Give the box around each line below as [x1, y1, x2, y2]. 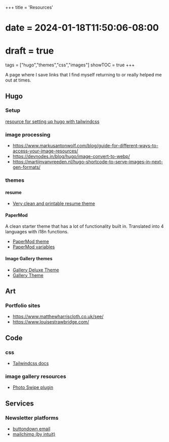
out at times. [5, 77, 31, 83]
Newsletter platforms [5, 414, 59, 421]
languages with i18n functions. [5, 229, 69, 235]
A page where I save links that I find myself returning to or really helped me [5, 72, 162, 78]
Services [5, 399, 34, 408]
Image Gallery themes [5, 256, 53, 262]
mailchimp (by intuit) [12, 431, 56, 437]
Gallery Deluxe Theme [12, 267, 59, 273]
